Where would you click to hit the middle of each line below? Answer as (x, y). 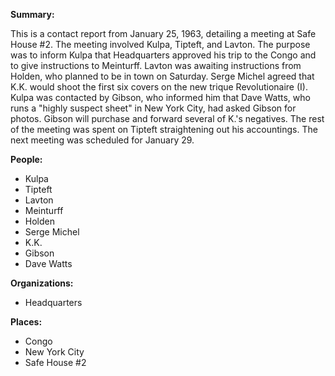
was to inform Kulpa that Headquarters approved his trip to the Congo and (163, 55)
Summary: (32, 14)
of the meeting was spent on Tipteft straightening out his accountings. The (164, 129)
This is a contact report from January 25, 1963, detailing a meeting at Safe (163, 33)
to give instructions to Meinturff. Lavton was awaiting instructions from (156, 65)
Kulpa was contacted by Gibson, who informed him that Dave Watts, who (160, 97)
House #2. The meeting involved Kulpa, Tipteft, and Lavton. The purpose (160, 44)
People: (26, 159)
